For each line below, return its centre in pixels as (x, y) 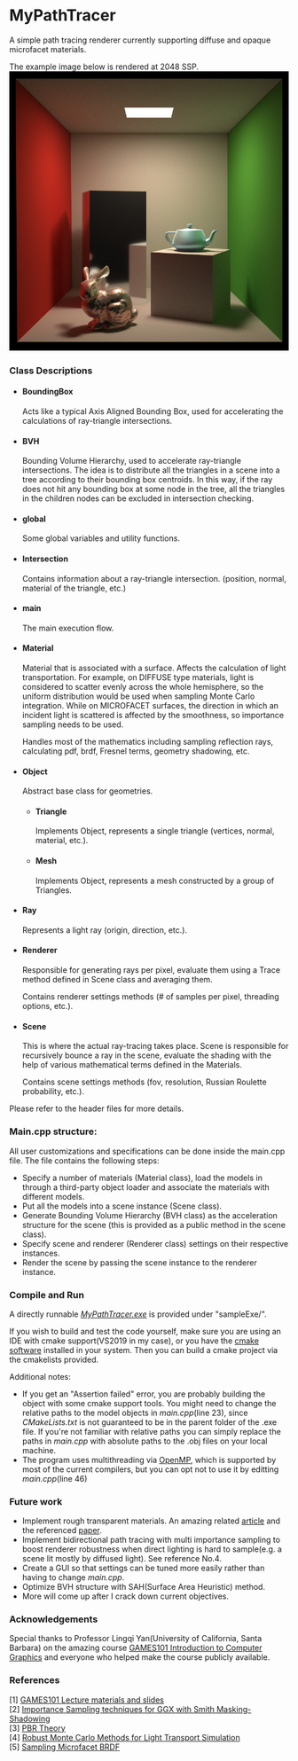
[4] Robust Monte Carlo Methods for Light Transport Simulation (125, 1737)
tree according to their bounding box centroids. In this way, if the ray (147, 480)
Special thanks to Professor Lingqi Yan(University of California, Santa (136, 1639)
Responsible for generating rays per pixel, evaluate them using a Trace (151, 970)
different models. (53, 1196)
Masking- (234, 1709)
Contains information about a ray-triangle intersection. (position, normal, (154, 578)
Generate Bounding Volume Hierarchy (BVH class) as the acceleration (149, 1215)
